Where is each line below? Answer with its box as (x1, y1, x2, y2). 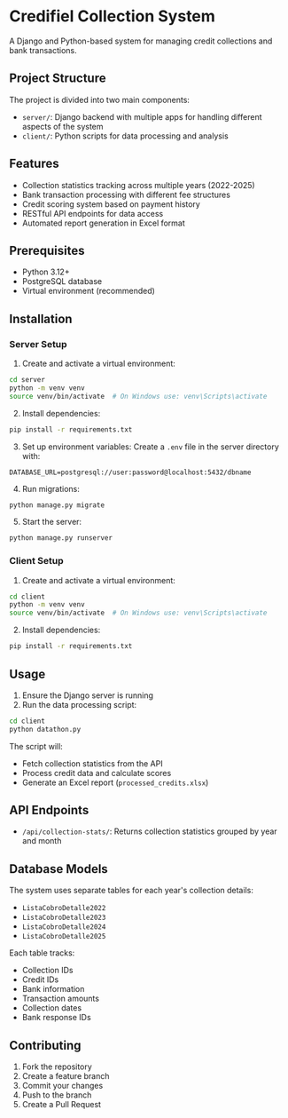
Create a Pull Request (21, 1099, 102, 1110)
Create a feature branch (21, 1071, 110, 1082)
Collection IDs (21, 965, 74, 976)
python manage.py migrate (9, 500, 105, 510)
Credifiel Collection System (9, 6, 215, 27)
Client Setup (9, 555, 64, 567)
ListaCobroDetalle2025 (21, 932, 106, 941)
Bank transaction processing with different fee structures (21, 189, 230, 200)
